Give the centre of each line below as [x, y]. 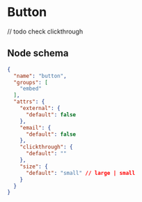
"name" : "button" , [40, 76]
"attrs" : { [29, 102]
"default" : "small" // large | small [80, 173]
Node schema [38, 53]
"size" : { [34, 166]
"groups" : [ [31, 82]
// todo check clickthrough [45, 31]
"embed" [31, 89]
